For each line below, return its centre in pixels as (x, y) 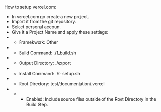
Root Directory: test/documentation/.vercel (62, 84)
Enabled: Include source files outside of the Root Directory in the (91, 99)
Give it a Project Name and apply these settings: (60, 32)
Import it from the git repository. (44, 22)
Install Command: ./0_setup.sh (49, 73)
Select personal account (36, 27)
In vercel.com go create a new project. (50, 16)
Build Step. (37, 104)
